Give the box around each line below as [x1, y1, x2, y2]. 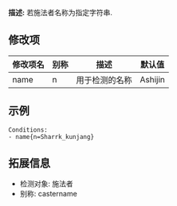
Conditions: [8, 125, 48, 134]
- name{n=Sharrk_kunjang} [8, 133, 94, 141]
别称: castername [19, 189, 77, 199]
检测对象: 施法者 [19, 179, 73, 188]
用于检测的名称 [76, 74, 133, 85]
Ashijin [140, 73, 166, 85]
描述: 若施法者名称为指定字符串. [8, 8, 113, 17]
